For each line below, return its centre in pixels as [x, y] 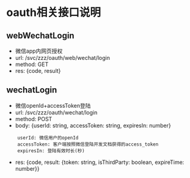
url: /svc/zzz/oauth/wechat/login [56, 112]
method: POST [34, 119]
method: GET [32, 64]
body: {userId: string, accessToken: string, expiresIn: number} [93, 125]
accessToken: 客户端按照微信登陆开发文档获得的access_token [88, 144]
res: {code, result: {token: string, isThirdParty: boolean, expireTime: [100, 162]
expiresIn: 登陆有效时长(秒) [51, 150]
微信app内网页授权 [39, 51]
